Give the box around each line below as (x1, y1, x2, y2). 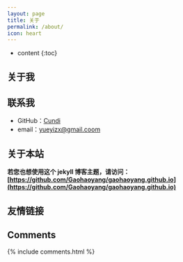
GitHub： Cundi (17, 117, 61, 125)
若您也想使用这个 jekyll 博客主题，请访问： (7, 168, 130, 176)
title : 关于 (7, 17, 40, 24)
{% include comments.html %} (7, 247, 95, 256)
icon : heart (7, 29, 42, 37)
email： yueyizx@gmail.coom (17, 125, 101, 133)
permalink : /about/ (7, 23, 64, 30)
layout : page (7, 10, 45, 17)
